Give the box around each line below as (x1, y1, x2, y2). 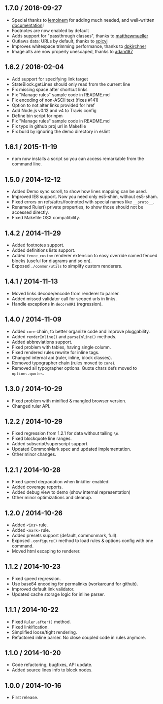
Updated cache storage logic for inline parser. (11, 591, 105, 597)
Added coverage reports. (11, 484, 63, 490)
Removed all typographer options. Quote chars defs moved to (11, 365, 137, 371)
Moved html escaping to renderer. (11, 548, 81, 554)
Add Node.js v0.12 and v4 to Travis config (11, 107, 97, 113)
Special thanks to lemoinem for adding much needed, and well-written (11, 17, 155, 23)
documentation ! (11, 22, 44, 28)
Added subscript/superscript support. (11, 441, 89, 447)
